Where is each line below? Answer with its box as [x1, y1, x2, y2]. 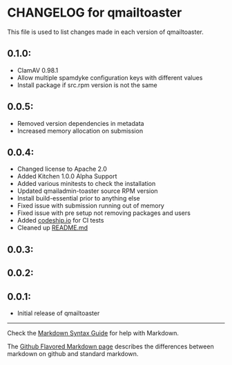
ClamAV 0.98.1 [17, 66, 59, 74]
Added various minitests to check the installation [17, 180, 156, 188]
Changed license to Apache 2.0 [17, 165, 107, 174]
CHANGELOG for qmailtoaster [7, 5, 182, 21]
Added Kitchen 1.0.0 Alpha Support [17, 172, 117, 180]
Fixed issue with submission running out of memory [17, 202, 164, 210]
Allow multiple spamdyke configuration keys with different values [17, 73, 203, 82]
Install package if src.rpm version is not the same [17, 81, 157, 89]
